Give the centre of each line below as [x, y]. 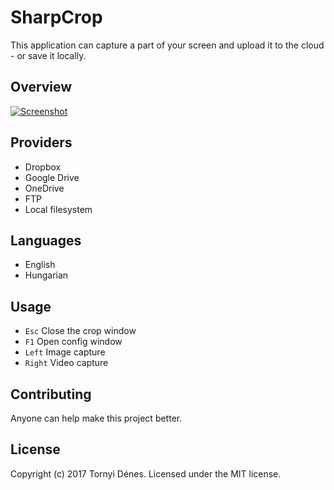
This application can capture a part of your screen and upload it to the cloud [167, 45]
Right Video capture [66, 363]
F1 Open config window [73, 342]
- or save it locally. [48, 55]
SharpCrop [56, 17]
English [40, 265]
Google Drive [52, 177]
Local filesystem [58, 209]
